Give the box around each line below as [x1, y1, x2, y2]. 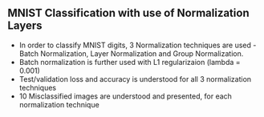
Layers [7, 19, 43, 33]
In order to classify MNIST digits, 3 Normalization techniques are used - [18, 40, 257, 50]
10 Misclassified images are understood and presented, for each [18, 91, 232, 101]
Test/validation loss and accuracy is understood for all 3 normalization [18, 74, 252, 83]
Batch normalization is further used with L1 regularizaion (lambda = [18, 57, 242, 67]
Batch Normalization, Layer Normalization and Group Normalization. [18, 48, 244, 58]
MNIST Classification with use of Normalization [7, 6, 250, 20]
